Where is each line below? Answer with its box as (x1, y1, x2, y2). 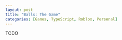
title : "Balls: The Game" (5, 12, 60, 17)
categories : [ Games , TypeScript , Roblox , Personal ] (5, 16, 117, 21)
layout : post (5, 7, 33, 12)
